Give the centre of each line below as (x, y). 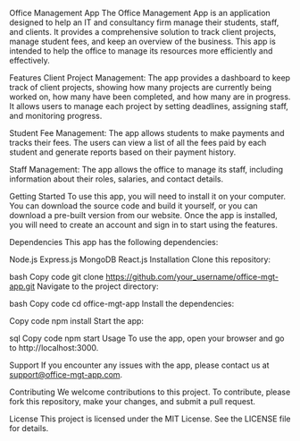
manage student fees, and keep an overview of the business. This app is (143, 41)
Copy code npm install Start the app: (77, 321)
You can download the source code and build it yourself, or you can (133, 206)
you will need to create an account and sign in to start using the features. (144, 225)
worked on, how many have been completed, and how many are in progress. (150, 97)
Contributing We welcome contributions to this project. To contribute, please (150, 392)
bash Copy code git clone (57, 277)
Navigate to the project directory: (98, 286)
